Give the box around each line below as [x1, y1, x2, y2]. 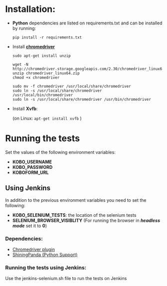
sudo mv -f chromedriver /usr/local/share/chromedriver [12, 84, 131, 89]
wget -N [12, 62, 28, 67]
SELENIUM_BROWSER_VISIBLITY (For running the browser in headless [12, 217, 161, 223]
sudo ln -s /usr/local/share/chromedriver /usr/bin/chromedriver [12, 97, 151, 102]
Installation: [5, 3, 56, 15]
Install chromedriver [12, 43, 55, 49]
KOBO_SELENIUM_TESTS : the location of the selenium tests [12, 212, 137, 218]
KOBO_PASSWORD [12, 164, 53, 170]
